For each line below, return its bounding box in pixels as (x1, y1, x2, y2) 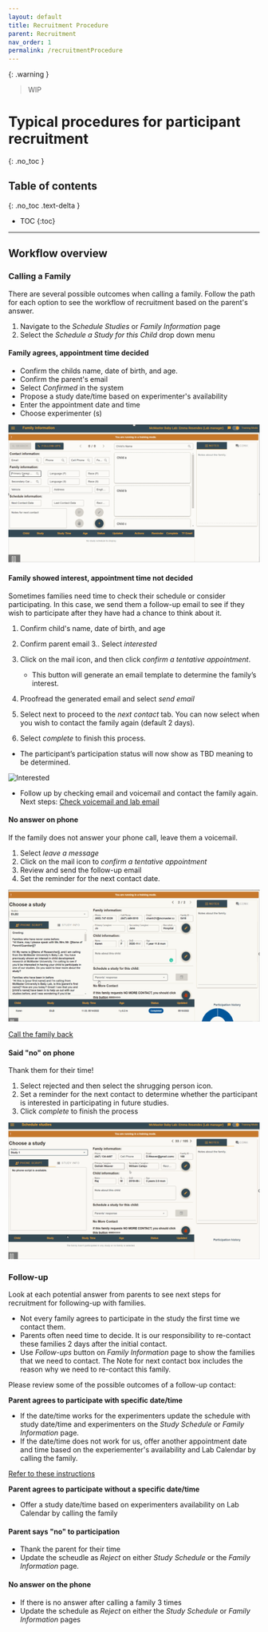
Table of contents (8, 180, 97, 193)
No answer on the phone (8, 1580, 92, 1590)
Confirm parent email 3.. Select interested (19, 639, 157, 649)
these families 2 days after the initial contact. (19, 1339, 167, 1349)
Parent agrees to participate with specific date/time (8, 1396, 183, 1405)
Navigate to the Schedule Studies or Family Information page (19, 321, 221, 331)
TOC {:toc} (19, 216, 56, 225)
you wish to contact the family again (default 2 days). (19, 717, 195, 727)
